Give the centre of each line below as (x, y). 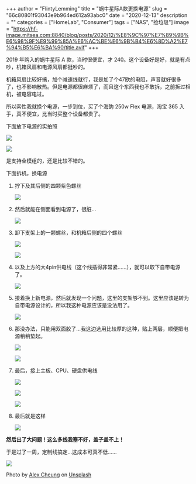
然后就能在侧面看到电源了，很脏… (55, 209)
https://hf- (25, 29)
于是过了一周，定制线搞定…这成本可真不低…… (61, 452)
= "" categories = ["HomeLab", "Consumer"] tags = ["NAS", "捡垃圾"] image (98, 22)
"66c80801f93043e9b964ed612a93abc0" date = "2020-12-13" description (97, 15)
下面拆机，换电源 (27, 173)
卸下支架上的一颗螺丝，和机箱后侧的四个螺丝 (68, 233)
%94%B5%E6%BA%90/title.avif (45, 48)
